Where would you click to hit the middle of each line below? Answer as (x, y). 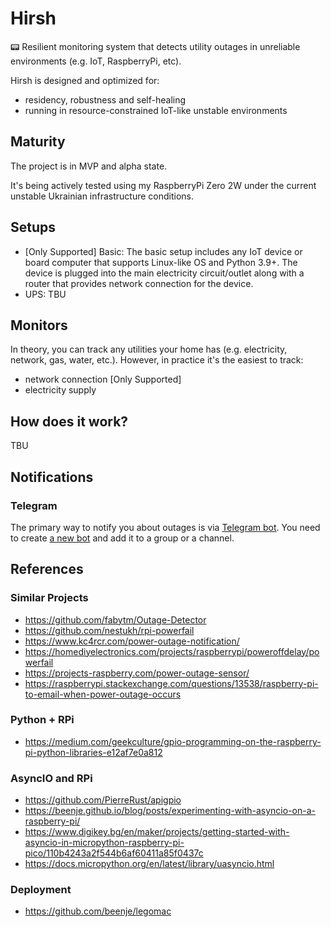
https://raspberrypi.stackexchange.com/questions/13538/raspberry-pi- (171, 683)
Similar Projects (49, 598)
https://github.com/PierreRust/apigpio (103, 800)
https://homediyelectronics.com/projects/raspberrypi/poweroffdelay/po (172, 651)
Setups (33, 227)
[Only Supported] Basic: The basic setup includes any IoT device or (163, 251)
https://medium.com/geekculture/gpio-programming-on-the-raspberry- (173, 741)
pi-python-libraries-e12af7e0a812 (93, 752)
